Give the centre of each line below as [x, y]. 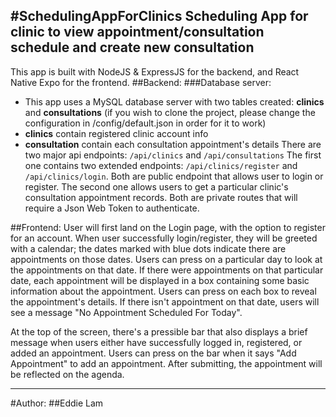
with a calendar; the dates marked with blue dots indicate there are [148, 248]
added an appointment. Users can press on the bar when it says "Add [153, 353]
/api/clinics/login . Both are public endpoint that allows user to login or [174, 176]
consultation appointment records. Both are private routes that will [161, 197]
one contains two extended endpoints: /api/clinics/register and [161, 165]
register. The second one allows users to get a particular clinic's [156, 186]
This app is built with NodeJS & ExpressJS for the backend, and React [155, 71]
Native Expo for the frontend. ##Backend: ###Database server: [141, 82]
